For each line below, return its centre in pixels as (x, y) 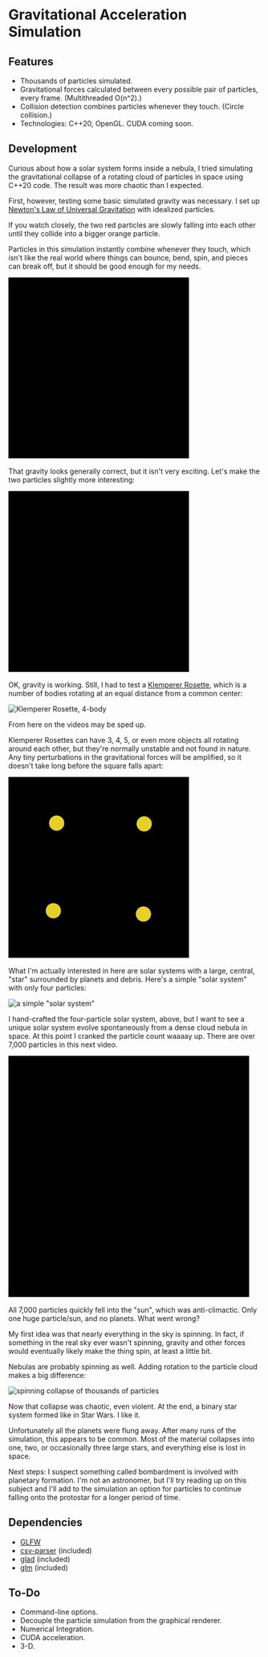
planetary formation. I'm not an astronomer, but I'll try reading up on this (128, 1480)
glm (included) (44, 1567)
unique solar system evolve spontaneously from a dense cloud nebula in (128, 1027)
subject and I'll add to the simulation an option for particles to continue (125, 1488)
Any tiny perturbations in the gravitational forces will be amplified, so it (125, 757)
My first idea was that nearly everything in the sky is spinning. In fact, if (126, 1334)
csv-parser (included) (56, 1550)
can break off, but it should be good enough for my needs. (105, 266)
